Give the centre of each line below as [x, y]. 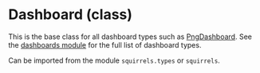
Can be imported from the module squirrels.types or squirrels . [114, 60]
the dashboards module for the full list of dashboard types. [105, 44]
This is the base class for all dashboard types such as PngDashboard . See [130, 36]
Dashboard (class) [71, 15]
